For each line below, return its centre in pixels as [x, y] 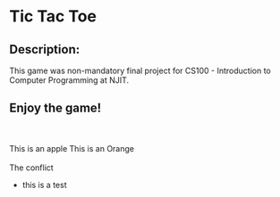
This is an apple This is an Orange [72, 148]
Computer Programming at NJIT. [69, 80]
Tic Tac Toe [53, 16]
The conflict [31, 168]
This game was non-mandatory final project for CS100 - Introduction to [140, 70]
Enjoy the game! [55, 108]
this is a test [44, 185]
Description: [45, 49]
